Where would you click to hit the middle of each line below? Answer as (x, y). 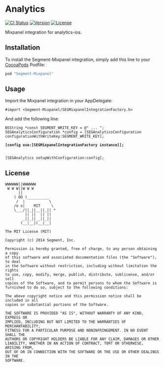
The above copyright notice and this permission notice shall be (73, 296)
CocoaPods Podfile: (25, 64)
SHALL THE (15, 335)
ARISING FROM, (20, 348)
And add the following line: (32, 119)
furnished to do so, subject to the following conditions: (67, 288)
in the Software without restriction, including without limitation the (81, 266)
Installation (23, 48)
